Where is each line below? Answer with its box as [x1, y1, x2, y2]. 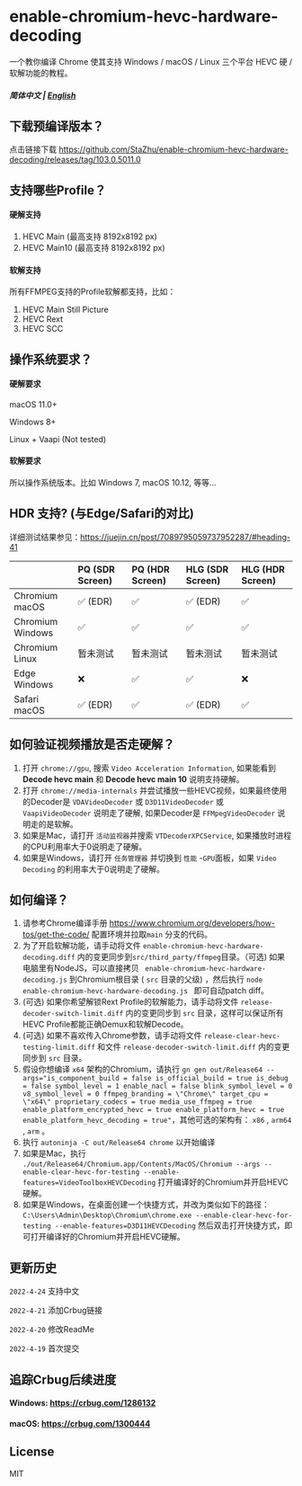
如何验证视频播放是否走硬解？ [9, 737, 175, 752]
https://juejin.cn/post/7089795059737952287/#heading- [80, 531, 291, 542]
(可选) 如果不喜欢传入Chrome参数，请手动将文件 [22, 1030, 202, 1041]
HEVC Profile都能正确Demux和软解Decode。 [22, 1019, 189, 1030]
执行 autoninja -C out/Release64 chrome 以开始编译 [22, 1137, 216, 1148]
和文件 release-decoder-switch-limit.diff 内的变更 [97, 1041, 290, 1053]
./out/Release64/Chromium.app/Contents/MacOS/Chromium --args [22, 1160, 261, 1170]
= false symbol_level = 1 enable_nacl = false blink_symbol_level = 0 [22, 1081, 293, 1091]
